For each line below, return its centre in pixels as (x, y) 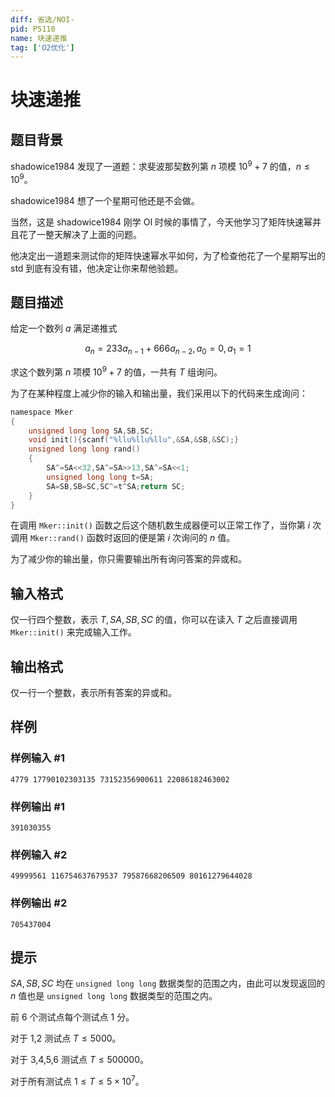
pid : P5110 (33, 29)
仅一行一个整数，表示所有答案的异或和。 (93, 693)
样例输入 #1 (37, 758)
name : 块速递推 (39, 38)
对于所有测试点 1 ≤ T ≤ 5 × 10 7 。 (77, 1081)
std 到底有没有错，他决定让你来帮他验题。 (97, 268)
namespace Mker (42, 412)
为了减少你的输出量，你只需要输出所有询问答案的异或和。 (128, 559)
